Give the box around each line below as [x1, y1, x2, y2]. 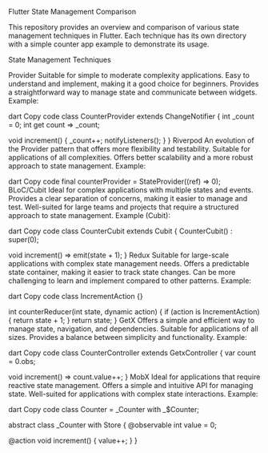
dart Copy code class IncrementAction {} [8, 292, 143, 301]
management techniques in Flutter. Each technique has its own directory [8, 31, 246, 40]
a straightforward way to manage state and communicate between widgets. [8, 87, 258, 97]
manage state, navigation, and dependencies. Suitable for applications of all [8, 324, 258, 334]
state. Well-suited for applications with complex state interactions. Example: [8, 389, 258, 398]
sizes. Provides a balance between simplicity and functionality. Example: [8, 333, 248, 342]
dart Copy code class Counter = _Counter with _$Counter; [8, 405, 200, 414]
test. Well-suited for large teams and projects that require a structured [8, 202, 239, 212]
